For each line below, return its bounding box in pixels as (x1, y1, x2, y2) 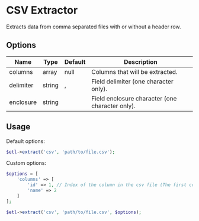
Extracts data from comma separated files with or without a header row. (6, 23, 182, 30)
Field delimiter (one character (91, 77, 174, 86)
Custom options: (6, 160, 46, 167)
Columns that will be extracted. (91, 67, 178, 76)
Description (123, 57, 158, 66)
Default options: (6, 137, 46, 145)
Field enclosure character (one (91, 94, 177, 102)
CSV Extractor (6, 4, 78, 17)
